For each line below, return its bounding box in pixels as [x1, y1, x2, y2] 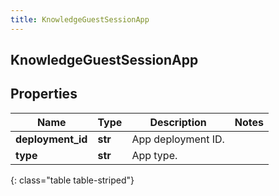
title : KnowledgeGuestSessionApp [10, 14, 150, 25]
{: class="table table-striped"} [10, 174, 135, 186]
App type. [131, 148, 178, 162]
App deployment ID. [131, 132, 225, 146]
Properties [10, 86, 78, 103]
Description [149, 115, 207, 129]
